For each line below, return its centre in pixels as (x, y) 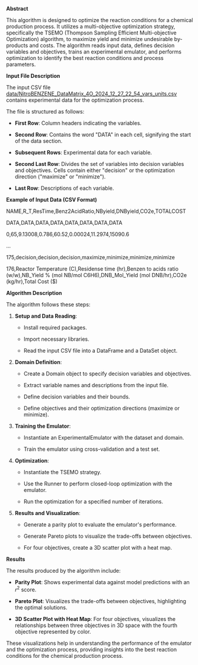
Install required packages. (55, 327)
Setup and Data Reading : (46, 316)
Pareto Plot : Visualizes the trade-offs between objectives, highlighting (100, 601)
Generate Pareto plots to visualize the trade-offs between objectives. (108, 536)
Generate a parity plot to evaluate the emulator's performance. (100, 525)
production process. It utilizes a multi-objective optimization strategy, (91, 26)
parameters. (21, 64)
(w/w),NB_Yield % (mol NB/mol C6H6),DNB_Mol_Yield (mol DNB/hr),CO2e (97, 275)
